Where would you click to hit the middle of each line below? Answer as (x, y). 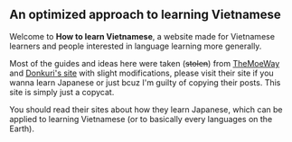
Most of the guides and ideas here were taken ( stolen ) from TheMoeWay (145, 63)
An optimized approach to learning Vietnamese (146, 15)
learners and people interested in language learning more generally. (136, 46)
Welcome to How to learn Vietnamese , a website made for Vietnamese (142, 36)
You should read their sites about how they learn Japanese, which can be (146, 109)
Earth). (22, 129)
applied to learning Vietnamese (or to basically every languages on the (141, 119)
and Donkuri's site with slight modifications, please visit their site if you (141, 73)
